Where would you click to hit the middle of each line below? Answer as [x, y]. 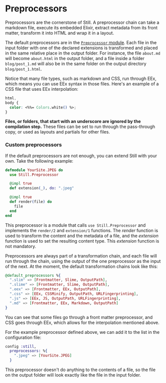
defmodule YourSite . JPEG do [34, 170]
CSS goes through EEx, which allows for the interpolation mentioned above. [82, 322]
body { [12, 103]
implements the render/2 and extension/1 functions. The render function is [82, 230]
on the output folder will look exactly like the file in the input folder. [73, 375]
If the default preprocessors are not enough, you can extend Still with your [81, 156]
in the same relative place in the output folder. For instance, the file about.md [83, 53]
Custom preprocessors [33, 145]
